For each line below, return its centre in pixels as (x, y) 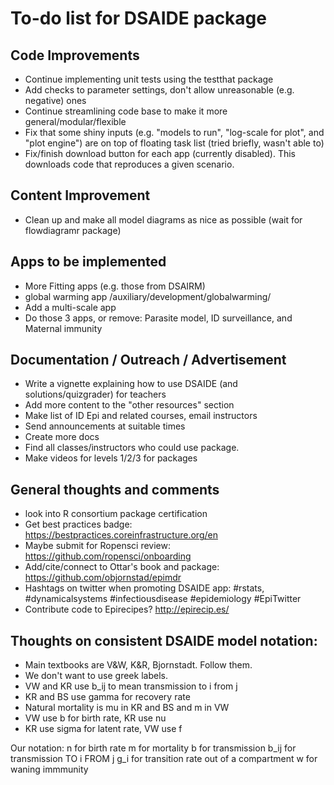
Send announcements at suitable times (105, 426)
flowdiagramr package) (73, 230)
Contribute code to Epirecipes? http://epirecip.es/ (127, 609)
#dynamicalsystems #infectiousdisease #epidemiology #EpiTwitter (163, 599)
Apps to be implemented (88, 262)
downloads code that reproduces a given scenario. (129, 164)
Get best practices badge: (78, 524)
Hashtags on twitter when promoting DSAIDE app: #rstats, (144, 588)
